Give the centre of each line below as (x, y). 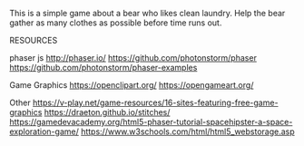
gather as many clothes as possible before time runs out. (116, 23)
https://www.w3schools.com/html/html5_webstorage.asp (187, 131)
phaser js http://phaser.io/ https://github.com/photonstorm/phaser (133, 58)
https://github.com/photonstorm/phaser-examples (103, 68)
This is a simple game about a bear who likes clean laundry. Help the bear (147, 13)
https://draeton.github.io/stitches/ (107, 112)
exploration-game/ (44, 131)
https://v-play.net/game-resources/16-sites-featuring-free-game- (155, 102)
